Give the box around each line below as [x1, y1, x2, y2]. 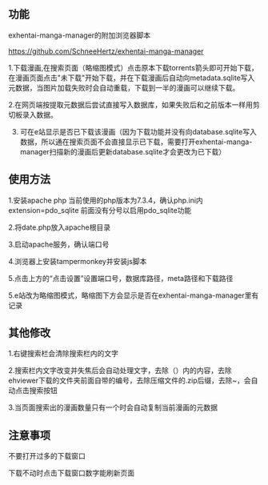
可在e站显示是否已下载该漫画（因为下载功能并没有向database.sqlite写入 [19, 126, 258, 136]
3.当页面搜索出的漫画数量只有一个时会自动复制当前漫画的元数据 [8, 403, 218, 412]
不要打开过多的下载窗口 [8, 451, 86, 461]
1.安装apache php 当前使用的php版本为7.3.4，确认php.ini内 [8, 195, 204, 205]
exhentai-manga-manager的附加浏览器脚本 [8, 30, 151, 40]
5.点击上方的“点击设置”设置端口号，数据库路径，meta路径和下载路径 [8, 273, 234, 283]
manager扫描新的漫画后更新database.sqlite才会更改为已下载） [19, 146, 226, 156]
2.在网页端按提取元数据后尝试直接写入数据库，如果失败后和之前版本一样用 [8, 99, 254, 110]
